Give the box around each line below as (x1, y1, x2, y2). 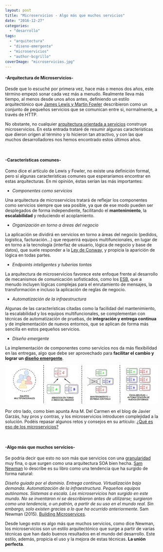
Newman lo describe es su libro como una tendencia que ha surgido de (5, 465, 148, 471)
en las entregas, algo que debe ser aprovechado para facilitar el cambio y (5, 350, 154, 356)
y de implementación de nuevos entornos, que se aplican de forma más (5, 321, 149, 327)
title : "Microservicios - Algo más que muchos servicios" (5, 13, 125, 18)
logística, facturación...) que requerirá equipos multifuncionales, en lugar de (5, 237, 157, 242)
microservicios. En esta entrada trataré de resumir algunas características (5, 126, 153, 132)
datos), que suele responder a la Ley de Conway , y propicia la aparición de (5, 247, 155, 253)
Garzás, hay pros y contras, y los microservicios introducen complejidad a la (5, 413, 159, 419)
